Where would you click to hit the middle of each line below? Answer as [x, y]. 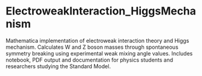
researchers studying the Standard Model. [58, 66]
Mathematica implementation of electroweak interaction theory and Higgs [97, 40]
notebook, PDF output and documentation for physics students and [90, 60]
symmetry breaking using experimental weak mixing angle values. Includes [99, 53]
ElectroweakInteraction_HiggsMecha [101, 11]
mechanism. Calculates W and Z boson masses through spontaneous [92, 47]
